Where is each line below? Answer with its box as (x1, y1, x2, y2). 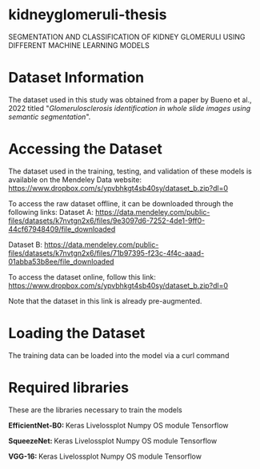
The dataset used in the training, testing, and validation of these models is (8, 166, 252, 176)
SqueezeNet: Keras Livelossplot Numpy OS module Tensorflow (8, 435, 218, 445)
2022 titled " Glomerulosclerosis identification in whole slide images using (8, 103, 250, 113)
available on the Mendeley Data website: (8, 174, 142, 185)
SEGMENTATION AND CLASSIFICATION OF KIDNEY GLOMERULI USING (8, 32, 246, 42)
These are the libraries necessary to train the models (8, 405, 182, 415)
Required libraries (8, 378, 130, 396)
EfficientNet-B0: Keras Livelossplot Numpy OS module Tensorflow (8, 420, 229, 430)
